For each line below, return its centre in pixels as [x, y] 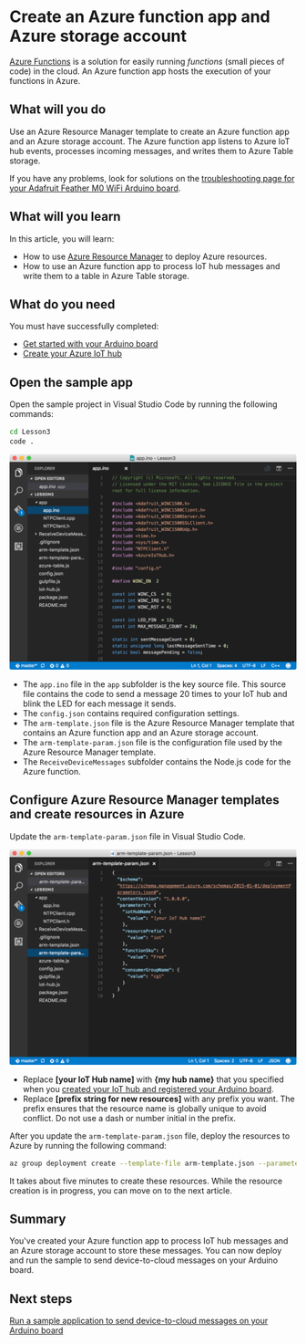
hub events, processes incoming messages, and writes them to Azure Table [152, 151]
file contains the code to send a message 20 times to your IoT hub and [155, 693]
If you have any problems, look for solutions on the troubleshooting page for [152, 178]
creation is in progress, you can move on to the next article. [121, 1190]
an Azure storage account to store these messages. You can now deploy [146, 1251]
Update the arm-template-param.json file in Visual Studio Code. [127, 836]
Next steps [41, 1299]
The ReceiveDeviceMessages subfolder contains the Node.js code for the [157, 761]
